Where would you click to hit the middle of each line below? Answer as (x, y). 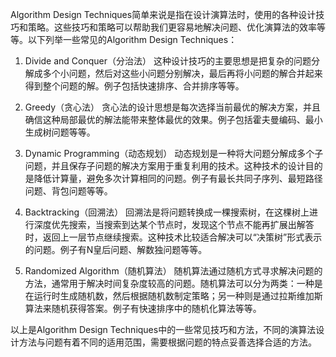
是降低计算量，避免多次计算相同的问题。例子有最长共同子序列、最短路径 (173, 178)
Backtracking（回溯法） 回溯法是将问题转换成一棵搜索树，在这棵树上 (167, 212)
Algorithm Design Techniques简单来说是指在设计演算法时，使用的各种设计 (163, 14)
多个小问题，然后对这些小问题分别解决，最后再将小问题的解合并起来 (182, 73)
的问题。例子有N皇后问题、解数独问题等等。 (116, 249)
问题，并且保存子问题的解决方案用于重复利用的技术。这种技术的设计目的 (173, 166)
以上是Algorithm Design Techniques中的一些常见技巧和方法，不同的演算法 (163, 329)
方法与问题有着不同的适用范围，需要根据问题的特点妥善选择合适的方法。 (167, 342)
